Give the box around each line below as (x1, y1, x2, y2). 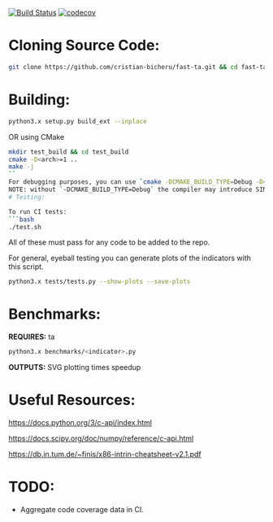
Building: (8, 90, 71, 109)
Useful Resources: (8, 391, 136, 410)
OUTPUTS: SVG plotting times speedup (8, 363, 141, 372)
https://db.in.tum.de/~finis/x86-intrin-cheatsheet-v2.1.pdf (8, 450, 201, 459)
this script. (8, 262, 44, 272)
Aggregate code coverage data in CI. (19, 504, 145, 514)
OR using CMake (8, 132, 65, 141)
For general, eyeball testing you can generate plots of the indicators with (8, 253, 252, 263)
